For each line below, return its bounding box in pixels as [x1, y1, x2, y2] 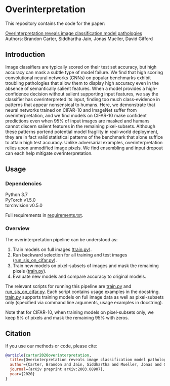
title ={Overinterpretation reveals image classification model [10, 357, 146, 363]
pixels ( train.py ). [12, 268, 47, 274]
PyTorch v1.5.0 [5, 197, 36, 203]
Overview [5, 225, 30, 232]
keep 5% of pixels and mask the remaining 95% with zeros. [5, 314, 129, 320]
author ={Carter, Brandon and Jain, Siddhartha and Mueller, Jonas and [10, 362, 162, 367]
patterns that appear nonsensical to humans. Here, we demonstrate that [5, 102, 156, 108]
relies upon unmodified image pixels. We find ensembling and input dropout [5, 145, 163, 151]
